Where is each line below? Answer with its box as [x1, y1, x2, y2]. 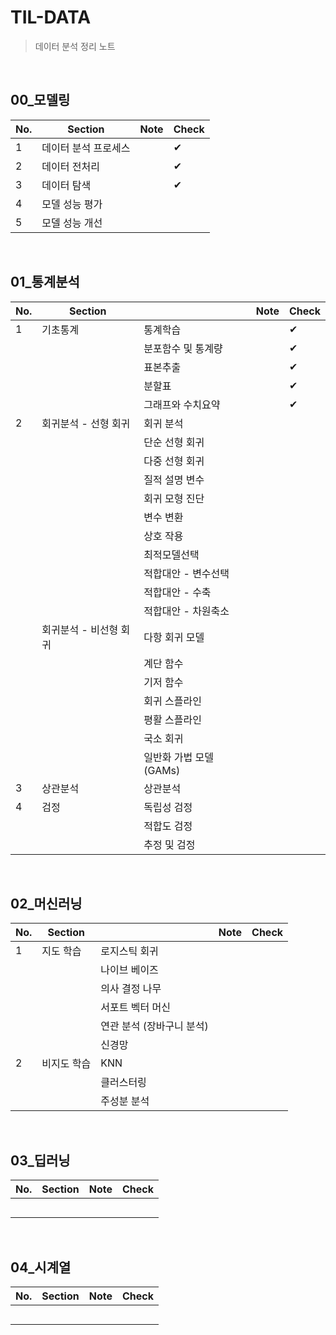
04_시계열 [10, 1259, 72, 1276]
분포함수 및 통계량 [143, 341, 223, 355]
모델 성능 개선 [41, 216, 103, 230]
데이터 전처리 [41, 159, 100, 173]
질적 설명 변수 [143, 472, 205, 486]
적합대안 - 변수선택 [143, 566, 230, 580]
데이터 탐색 [41, 178, 92, 192]
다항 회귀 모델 [143, 630, 205, 644]
